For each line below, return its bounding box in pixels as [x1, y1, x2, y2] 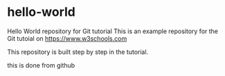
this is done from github [7, 61, 75, 69]
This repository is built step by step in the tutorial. [7, 48, 149, 56]
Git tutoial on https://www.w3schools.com [7, 34, 127, 42]
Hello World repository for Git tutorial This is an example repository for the [7, 27, 219, 35]
